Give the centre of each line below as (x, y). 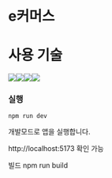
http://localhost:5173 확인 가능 (56, 149)
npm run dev (28, 116)
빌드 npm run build (38, 165)
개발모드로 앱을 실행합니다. (49, 132)
